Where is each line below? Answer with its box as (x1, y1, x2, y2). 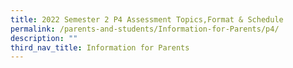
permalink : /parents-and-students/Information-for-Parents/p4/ (10, 24, 280, 34)
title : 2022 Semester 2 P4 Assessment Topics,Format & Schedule (10, 14, 284, 25)
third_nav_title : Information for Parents (10, 42, 190, 53)
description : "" (10, 33, 78, 43)
